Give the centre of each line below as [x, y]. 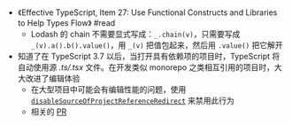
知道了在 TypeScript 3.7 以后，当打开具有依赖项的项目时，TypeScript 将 [149, 56]
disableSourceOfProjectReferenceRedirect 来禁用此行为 [132, 101]
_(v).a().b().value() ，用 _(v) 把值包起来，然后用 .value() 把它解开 [157, 45]
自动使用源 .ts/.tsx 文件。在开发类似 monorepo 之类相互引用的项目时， [146, 67]
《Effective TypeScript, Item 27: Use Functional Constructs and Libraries [147, 12]
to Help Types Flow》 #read [66, 23]
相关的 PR [49, 112]
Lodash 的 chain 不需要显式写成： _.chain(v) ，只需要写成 [135, 34]
